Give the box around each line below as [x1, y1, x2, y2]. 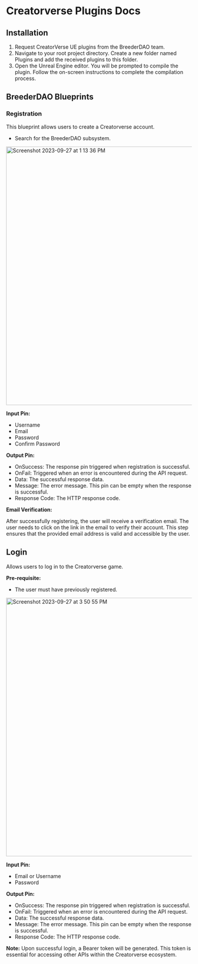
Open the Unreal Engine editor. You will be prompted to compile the [14, 62, 179, 69]
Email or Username [14, 872, 61, 879]
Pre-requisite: [6, 574, 41, 581]
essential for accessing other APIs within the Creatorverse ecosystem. [6, 951, 177, 958]
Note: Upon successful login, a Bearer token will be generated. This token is [6, 944, 192, 952]
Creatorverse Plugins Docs [6, 4, 141, 18]
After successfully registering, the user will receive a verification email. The [6, 517, 189, 524]
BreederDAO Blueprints [6, 92, 94, 102]
